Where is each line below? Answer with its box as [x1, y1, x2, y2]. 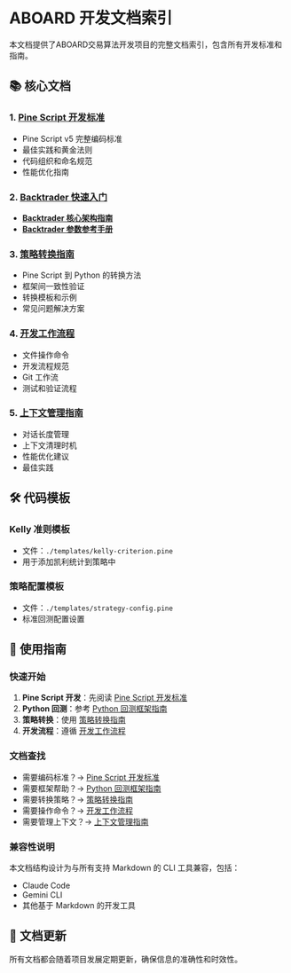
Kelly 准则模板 [9, 523, 71, 536]
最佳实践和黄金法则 [21, 144, 93, 155]
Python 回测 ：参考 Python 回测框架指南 [21, 703, 168, 714]
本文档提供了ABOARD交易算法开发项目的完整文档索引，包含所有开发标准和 [9, 39, 282, 50]
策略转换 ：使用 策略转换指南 [21, 715, 126, 726]
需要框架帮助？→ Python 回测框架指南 [21, 782, 161, 794]
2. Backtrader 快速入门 [9, 191, 108, 203]
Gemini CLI [21, 890, 63, 900]
